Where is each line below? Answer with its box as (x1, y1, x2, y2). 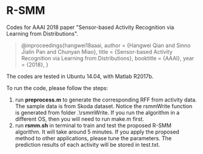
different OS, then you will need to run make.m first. (15, 115, 144, 123)
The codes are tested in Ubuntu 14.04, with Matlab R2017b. (6, 72, 154, 80)
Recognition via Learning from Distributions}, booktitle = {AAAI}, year (21, 54, 195, 62)
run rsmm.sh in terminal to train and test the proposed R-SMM (15, 121, 171, 129)
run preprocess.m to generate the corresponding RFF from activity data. (15, 96, 197, 103)
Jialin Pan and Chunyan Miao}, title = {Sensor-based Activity (21, 48, 173, 55)
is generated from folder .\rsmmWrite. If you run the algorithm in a (15, 109, 180, 116)
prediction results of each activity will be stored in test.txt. (15, 141, 161, 148)
